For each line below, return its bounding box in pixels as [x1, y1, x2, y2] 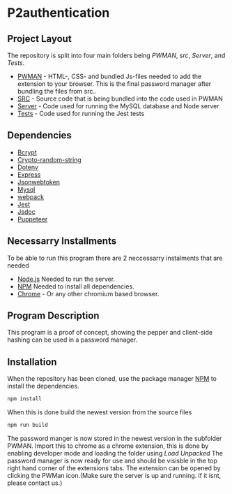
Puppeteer [17, 215, 48, 223]
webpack [17, 192, 44, 201]
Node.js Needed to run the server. [17, 275, 116, 283]
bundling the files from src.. [17, 87, 97, 95]
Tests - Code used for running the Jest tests [17, 110, 145, 117]
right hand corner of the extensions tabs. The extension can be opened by [7, 464, 221, 472]
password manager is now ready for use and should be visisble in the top [7, 456, 218, 465]
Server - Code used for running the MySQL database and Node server [17, 102, 219, 110]
